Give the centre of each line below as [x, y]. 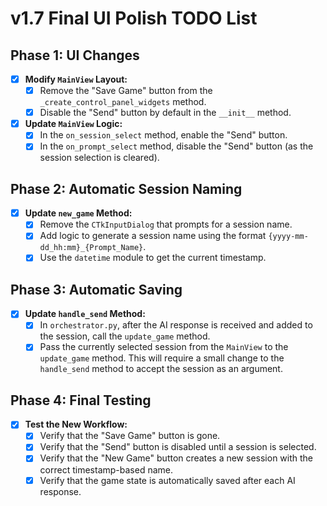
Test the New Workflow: [76, 424]
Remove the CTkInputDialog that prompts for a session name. [166, 224]
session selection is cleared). [99, 158]
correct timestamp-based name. [106, 469]
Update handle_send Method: [85, 314]
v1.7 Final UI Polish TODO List [134, 18]
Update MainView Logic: [73, 124]
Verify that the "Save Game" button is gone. [130, 436]
